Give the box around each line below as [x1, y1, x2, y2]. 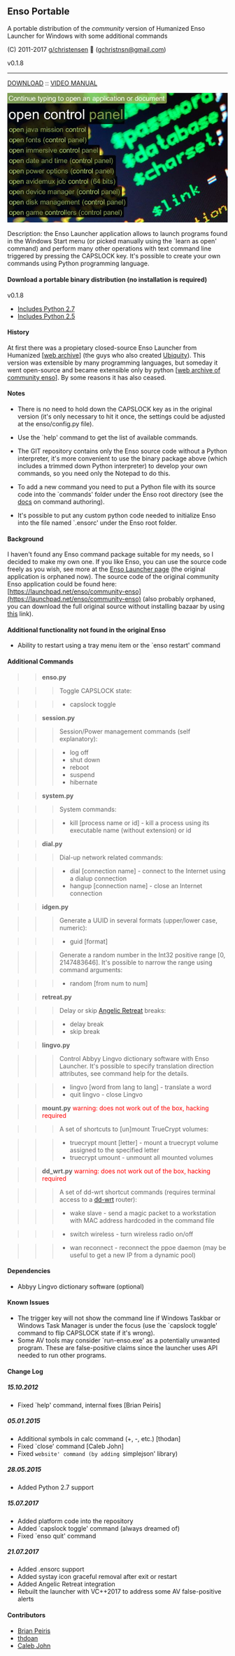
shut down [69, 755, 101, 764]
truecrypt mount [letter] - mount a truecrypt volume [69, 1138, 219, 1146]
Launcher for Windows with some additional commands [7, 31, 168, 40]
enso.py [41, 673, 66, 681]
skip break [69, 1027, 100, 1035]
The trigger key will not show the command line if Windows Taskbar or [17, 1314, 221, 1322]
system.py [41, 791, 74, 800]
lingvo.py [41, 1041, 71, 1049]
